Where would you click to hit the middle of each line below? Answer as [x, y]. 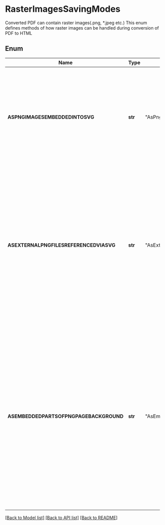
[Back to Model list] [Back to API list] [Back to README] [61, 518]
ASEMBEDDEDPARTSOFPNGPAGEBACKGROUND [66, 416]
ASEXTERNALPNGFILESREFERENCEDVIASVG [62, 245]
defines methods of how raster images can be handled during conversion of [82, 28]
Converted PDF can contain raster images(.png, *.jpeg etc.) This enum [76, 23]
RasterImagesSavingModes [63, 9]
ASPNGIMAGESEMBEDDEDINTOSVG [51, 117]
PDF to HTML [19, 33]
